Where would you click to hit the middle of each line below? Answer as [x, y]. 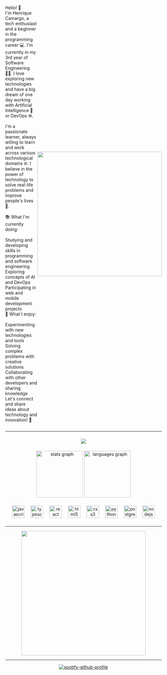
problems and [19, 190]
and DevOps [18, 282]
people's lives [19, 201]
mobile [12, 298]
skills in [13, 251]
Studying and [19, 240]
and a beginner [21, 29]
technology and [21, 414]
